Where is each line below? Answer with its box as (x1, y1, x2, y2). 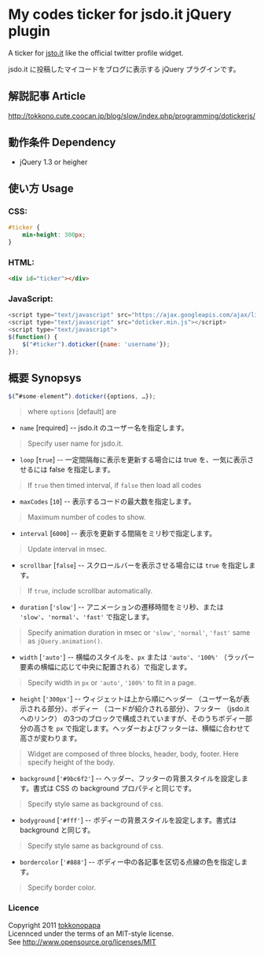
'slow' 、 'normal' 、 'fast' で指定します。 (19, 612, 154, 622)
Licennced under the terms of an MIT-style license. (8, 929, 174, 938)
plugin (8, 22, 51, 40)
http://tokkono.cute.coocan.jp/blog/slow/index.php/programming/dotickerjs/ (8, 111, 256, 120)
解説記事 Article (8, 90, 86, 103)
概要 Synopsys (8, 371, 82, 384)
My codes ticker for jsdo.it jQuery (8, 6, 232, 24)
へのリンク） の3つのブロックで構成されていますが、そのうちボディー (19, 714, 246, 724)
